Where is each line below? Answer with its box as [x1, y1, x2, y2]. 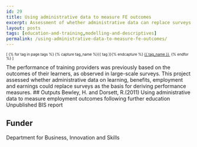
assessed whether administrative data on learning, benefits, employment [6, 76, 183, 83]
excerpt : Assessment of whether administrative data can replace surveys [6, 19, 192, 25]
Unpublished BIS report [6, 101, 63, 108]
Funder [6, 118, 34, 128]
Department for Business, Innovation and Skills [6, 133, 120, 141]
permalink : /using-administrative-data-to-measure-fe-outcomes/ [6, 36, 168, 42]
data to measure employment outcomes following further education [6, 95, 170, 102]
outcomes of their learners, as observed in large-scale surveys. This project [6, 70, 191, 77]
